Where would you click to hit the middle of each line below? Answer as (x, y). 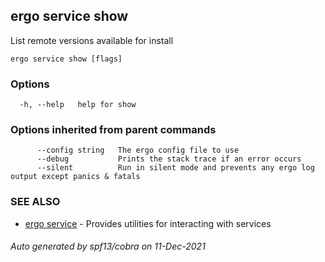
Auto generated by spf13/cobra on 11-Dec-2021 (108, 246)
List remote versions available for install (92, 40)
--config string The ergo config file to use (138, 150)
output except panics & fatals (75, 177)
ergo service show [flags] (66, 59)
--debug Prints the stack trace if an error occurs (169, 159)
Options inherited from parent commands (113, 130)
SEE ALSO (35, 202)
